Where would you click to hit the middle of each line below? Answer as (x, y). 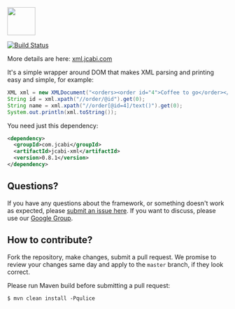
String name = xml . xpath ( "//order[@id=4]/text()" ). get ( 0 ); (95, 105)
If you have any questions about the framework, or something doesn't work (116, 203)
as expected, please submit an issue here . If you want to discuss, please (112, 210)
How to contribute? (50, 240)
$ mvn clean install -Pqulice (51, 298)
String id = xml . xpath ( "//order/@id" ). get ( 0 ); (76, 99)
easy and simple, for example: (51, 80)
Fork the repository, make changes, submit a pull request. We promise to (112, 257)
